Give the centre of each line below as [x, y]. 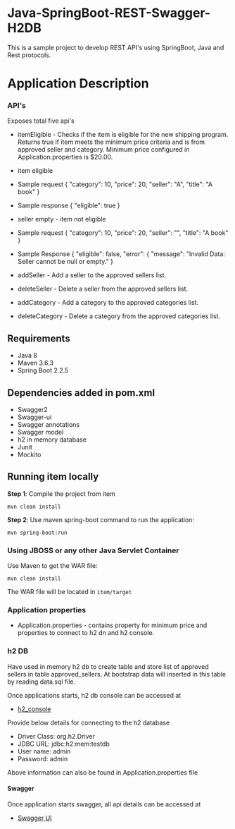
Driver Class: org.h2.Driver [56, 736]
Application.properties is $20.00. [65, 157]
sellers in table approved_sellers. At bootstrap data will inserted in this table [117, 674]
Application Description [78, 84]
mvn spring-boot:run [38, 533]
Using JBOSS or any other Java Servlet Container [93, 550]
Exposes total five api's [41, 121]
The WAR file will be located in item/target [70, 592]
